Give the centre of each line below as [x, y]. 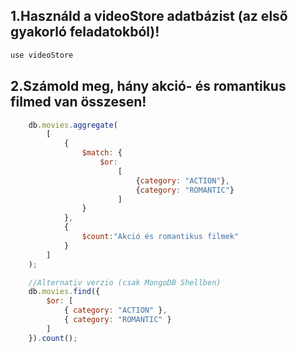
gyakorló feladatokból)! [85, 32]
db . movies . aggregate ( [73, 125]
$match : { [102, 153]
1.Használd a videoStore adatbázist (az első [149, 16]
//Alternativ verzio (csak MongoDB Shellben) [125, 282]
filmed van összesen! [78, 102]
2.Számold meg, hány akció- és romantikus [148, 86]
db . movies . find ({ [64, 292]
